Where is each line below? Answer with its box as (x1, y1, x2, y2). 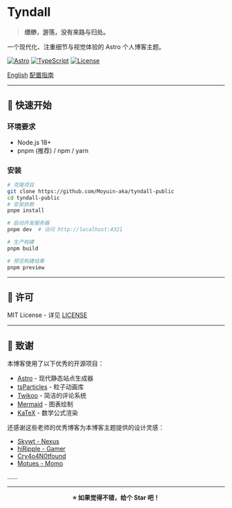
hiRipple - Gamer (17, 444, 66, 453)
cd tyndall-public (7, 194, 60, 201)
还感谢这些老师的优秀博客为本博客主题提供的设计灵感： (7, 424, 164, 432)
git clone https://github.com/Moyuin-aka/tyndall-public (7, 188, 175, 194)
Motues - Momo (17, 460, 64, 468)
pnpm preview (7, 264, 45, 271)
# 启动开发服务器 (7, 219, 50, 227)
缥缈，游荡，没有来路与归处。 (23, 28, 109, 36)
